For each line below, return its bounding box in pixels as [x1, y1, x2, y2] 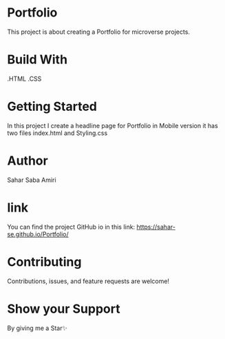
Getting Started [7, 99, 98, 114]
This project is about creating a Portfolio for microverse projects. [7, 28, 191, 36]
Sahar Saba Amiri [7, 176, 56, 184]
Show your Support [7, 301, 120, 316]
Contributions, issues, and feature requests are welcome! [7, 277, 170, 285]
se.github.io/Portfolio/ [7, 229, 69, 238]
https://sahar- [136, 223, 175, 231]
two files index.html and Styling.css [7, 129, 108, 137]
